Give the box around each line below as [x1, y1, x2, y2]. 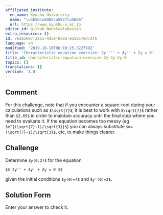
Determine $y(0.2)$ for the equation [5, 157, 82, 163]
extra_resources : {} [5, 31, 50, 36]
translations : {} [5, 64, 42, 69]
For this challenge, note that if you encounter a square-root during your [5, 102, 156, 108]
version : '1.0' [5, 69, 38, 75]
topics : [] [5, 60, 29, 65]
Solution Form [5, 191, 51, 200]
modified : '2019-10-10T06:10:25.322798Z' [5, 45, 95, 51]
